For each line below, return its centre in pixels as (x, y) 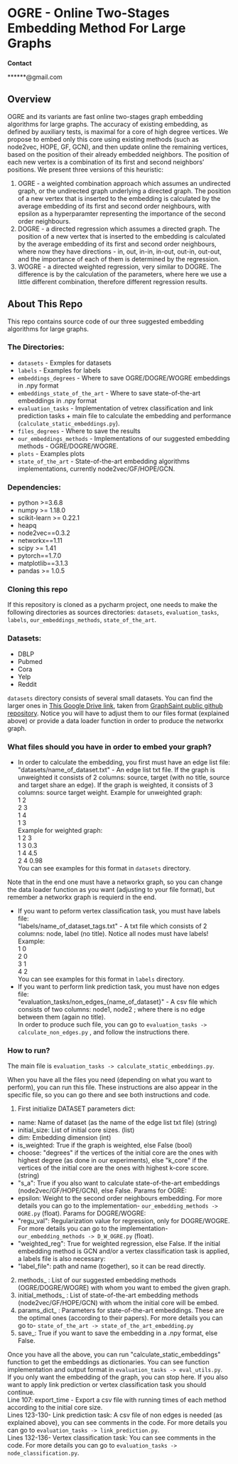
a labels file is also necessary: (61, 1259)
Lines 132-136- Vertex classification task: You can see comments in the (112, 1438)
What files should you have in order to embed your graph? (109, 747)
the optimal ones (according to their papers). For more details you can (120, 1318)
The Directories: (36, 347)
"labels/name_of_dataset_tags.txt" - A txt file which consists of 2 (112, 926)
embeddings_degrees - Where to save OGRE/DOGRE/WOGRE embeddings (124, 378)
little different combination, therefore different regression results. (113, 281)
